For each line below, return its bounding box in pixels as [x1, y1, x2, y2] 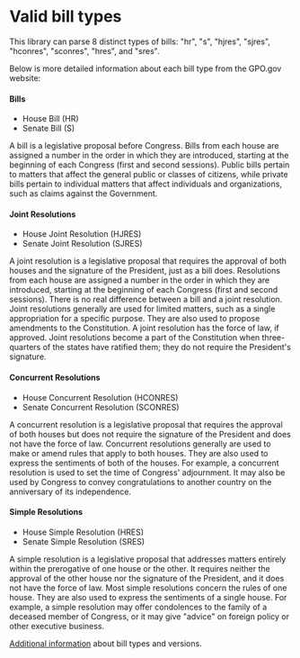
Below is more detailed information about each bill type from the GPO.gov [9, 63, 282, 74]
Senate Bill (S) [22, 123, 75, 134]
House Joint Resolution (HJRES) [22, 229, 142, 239]
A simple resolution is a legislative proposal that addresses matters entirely [9, 554, 287, 564]
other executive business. [9, 620, 105, 631]
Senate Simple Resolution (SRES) [22, 536, 146, 546]
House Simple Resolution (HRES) [22, 527, 145, 537]
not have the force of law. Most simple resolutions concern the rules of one [9, 582, 287, 593]
